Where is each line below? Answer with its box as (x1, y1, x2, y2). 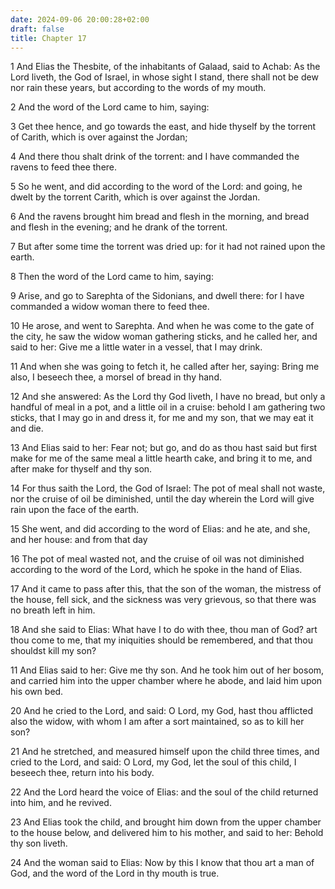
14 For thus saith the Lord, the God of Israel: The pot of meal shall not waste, (10, 482, 326, 495)
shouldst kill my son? (10, 645, 97, 657)
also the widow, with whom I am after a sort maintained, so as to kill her (10, 716, 305, 728)
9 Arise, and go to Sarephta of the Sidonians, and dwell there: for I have (10, 290, 305, 302)
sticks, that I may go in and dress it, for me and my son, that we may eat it (10, 412, 314, 424)
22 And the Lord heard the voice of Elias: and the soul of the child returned (10, 786, 319, 798)
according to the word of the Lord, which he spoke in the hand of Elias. (10, 564, 303, 576)
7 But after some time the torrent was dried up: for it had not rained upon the (10, 241, 326, 253)
